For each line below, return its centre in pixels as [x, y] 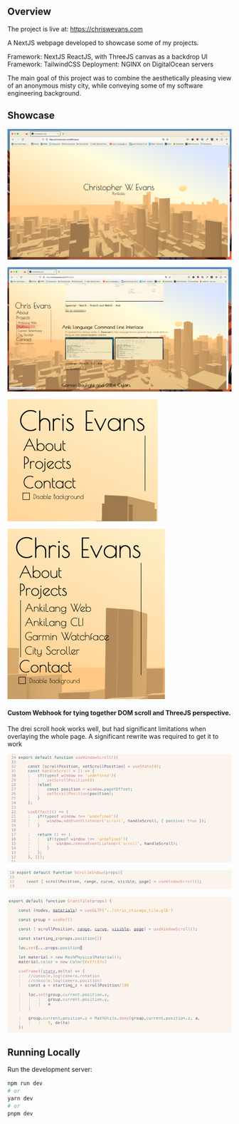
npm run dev [25, 1083]
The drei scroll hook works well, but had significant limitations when [107, 729]
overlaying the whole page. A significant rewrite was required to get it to [113, 736]
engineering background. [44, 93]
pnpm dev [20, 1113]
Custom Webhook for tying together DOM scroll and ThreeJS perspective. [119, 713]
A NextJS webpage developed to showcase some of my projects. [103, 43]
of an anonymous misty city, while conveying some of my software [105, 86]
